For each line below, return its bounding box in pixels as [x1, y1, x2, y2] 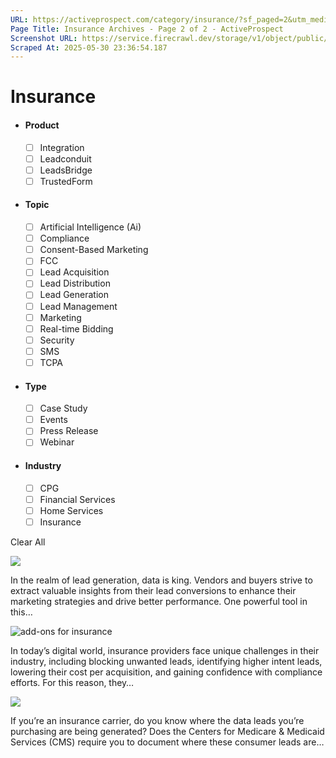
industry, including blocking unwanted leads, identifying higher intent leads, [10, 655, 323, 667]
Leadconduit [39, 152, 92, 165]
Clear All [10, 536, 46, 548]
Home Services [39, 504, 104, 516]
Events [39, 414, 68, 426]
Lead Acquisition [39, 266, 110, 278]
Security [39, 334, 75, 346]
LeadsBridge [39, 164, 93, 176]
